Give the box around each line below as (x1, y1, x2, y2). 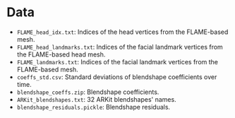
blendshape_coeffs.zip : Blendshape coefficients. (16, 88, 159, 96)
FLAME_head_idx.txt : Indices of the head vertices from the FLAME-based (16, 28, 229, 36)
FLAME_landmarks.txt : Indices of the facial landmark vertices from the (16, 57, 219, 66)
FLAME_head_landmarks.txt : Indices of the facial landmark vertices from (16, 42, 223, 51)
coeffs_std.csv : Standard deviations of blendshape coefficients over (16, 72, 217, 81)
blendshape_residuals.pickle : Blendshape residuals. (16, 102, 171, 111)
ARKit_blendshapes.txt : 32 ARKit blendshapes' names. (16, 95, 177, 103)
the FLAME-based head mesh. (16, 50, 106, 59)
